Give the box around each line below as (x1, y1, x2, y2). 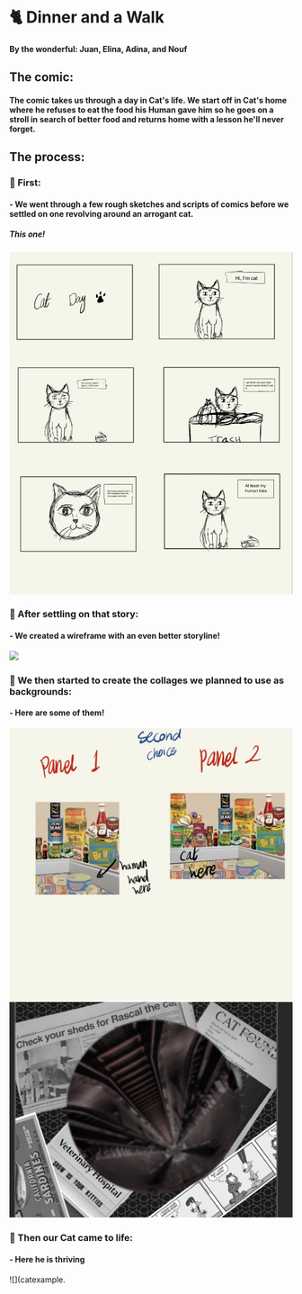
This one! (9, 229, 46, 239)
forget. (9, 123, 36, 134)
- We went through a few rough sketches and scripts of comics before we (9, 199, 289, 210)
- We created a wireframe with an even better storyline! (9, 631, 220, 642)
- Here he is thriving (9, 1254, 85, 1264)
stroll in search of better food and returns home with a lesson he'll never (9, 113, 285, 124)
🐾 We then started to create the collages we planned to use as (9, 674, 285, 687)
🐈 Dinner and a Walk (9, 7, 164, 28)
